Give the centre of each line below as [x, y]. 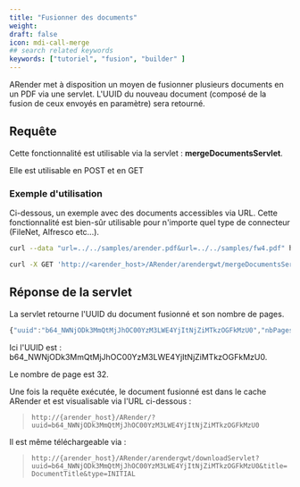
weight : [24, 26]
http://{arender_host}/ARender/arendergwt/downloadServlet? [145, 458]
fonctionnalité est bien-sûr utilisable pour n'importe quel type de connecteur [150, 223]
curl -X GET [31, 264]
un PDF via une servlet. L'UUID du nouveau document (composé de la [138, 94]
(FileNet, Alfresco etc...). [54, 232]
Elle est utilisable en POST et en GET [77, 170]
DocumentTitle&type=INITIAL [83, 474]
